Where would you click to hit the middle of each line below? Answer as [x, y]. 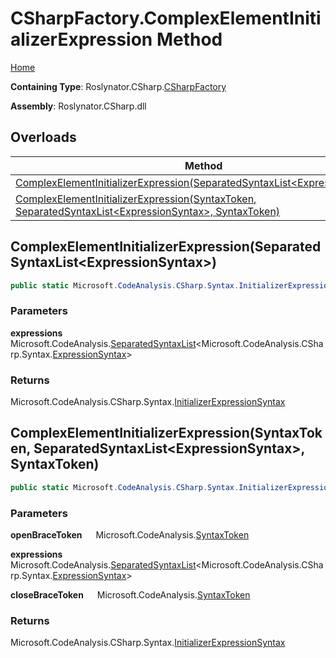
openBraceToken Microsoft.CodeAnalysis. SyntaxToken [130, 535]
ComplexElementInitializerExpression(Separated [166, 247]
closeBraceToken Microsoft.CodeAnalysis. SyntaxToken [130, 595]
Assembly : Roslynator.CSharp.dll [78, 106]
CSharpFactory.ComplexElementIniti [166, 18]
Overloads [43, 137]
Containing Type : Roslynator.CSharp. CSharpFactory [118, 86]
